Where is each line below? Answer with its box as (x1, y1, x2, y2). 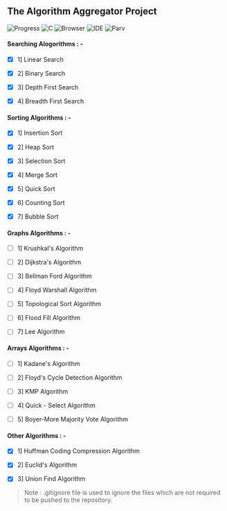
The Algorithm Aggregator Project (7, 6, 157, 17)
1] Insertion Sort (17, 128, 63, 137)
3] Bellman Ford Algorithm (17, 272, 92, 280)
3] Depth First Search (17, 83, 79, 92)
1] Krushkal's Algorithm (17, 244, 84, 253)
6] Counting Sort (17, 198, 65, 207)
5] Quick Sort (17, 184, 55, 193)
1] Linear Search (17, 56, 64, 64)
